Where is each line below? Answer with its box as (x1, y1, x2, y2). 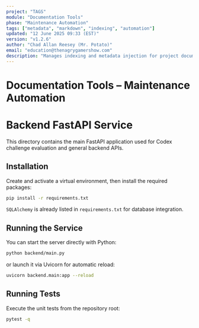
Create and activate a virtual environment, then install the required (6, 177, 168, 184)
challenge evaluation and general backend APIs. (6, 144, 124, 152)
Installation (6, 162, 49, 172)
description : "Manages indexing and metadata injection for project (6, 53, 179, 59)
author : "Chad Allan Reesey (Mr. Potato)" (6, 42, 113, 48)
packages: (6, 184, 32, 191)
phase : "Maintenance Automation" (6, 20, 89, 26)
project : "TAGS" (6, 8, 46, 15)
